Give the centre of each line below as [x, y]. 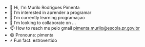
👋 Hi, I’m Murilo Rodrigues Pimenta [44, 7]
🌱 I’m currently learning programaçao [47, 18]
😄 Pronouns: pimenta [31, 35]
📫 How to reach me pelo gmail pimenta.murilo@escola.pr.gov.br [75, 28]
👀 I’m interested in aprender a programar [51, 12]
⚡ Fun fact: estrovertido [33, 40]
